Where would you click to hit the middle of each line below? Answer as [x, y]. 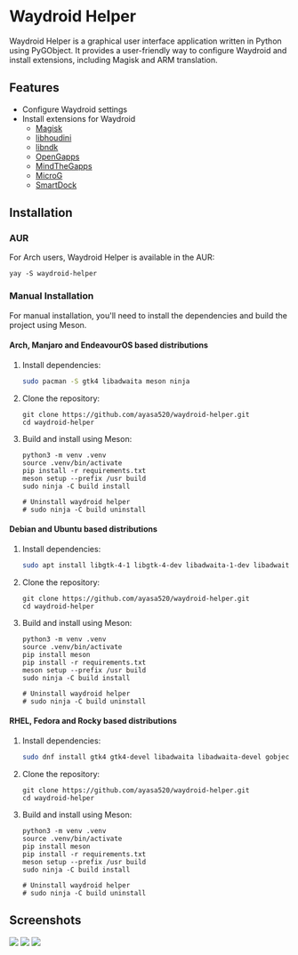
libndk [47, 147]
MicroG [49, 175]
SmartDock [56, 185]
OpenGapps [57, 156]
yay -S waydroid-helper [53, 274]
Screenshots [45, 921]
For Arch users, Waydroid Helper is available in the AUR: [112, 257]
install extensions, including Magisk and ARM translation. [113, 60]
